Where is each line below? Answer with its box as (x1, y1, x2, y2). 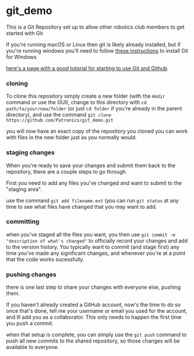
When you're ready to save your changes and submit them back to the (6, 162, 176, 169)
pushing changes (6, 270, 57, 278)
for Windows (6, 53, 37, 60)
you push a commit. (6, 320, 54, 327)
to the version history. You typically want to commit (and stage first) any (6, 243, 179, 250)
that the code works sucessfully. (6, 255, 85, 262)
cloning (6, 79, 28, 87)
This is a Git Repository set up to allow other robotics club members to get (6, 23, 185, 30)
